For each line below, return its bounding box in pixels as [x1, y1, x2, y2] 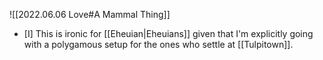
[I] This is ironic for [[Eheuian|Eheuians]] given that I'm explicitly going [23, 28, 314, 39]
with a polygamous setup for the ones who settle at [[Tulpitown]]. [23, 39, 294, 50]
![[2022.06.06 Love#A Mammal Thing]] [9, 9, 171, 20]
